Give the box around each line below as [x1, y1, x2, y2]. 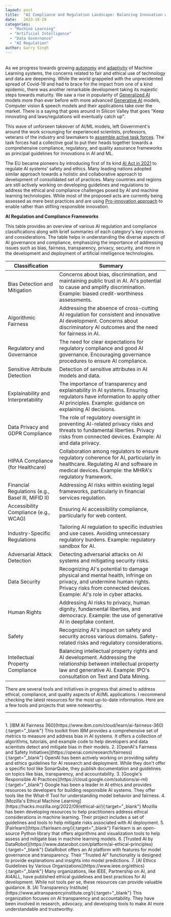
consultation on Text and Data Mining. [59, 673, 150, 680]
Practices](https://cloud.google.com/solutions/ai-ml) [37, 776, 149, 782]
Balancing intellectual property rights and [59, 647, 158, 654]
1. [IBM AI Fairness [5, 722, 44, 728]
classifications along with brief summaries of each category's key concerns [5, 228, 164, 235]
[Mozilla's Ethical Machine [5, 797, 60, 804]
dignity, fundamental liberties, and [59, 605, 141, 612]
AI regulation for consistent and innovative [59, 311, 160, 318]
